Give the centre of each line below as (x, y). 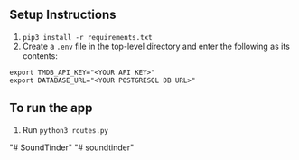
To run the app (51, 108)
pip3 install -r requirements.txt (87, 37)
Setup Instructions (63, 15)
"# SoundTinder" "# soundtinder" (72, 147)
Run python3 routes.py (65, 129)
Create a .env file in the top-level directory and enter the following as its (156, 46)
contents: (40, 56)
